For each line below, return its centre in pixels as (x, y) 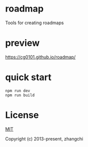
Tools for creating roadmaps (34, 23)
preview (23, 43)
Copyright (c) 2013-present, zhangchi (44, 138)
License (22, 115)
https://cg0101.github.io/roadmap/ (40, 57)
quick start (28, 77)
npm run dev (18, 91)
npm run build (20, 95)
